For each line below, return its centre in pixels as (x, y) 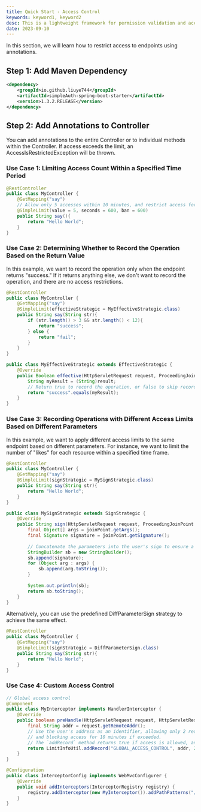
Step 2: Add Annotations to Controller (78, 126)
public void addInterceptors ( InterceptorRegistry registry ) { (96, 787)
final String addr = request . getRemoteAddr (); (87, 726)
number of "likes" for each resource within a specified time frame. (88, 452)
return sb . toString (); (56, 591)
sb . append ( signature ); (56, 558)
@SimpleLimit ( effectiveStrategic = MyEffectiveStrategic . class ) (99, 309)
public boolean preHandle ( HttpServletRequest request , (87, 720)
